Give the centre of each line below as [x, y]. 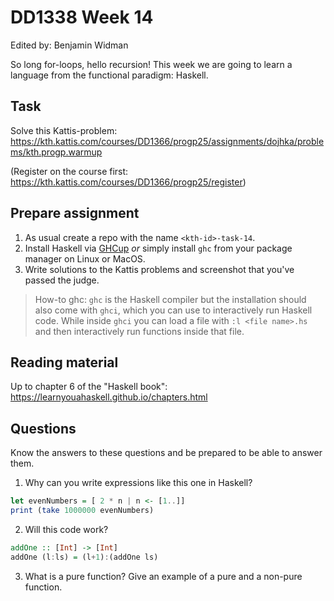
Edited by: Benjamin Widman [69, 45]
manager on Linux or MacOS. [85, 258]
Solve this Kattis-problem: [64, 130]
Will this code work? [66, 529]
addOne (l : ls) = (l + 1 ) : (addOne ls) [84, 557]
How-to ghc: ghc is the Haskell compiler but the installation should [170, 299]
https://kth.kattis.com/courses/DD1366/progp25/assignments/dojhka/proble [167, 141]
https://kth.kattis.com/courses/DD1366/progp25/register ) [128, 182]
